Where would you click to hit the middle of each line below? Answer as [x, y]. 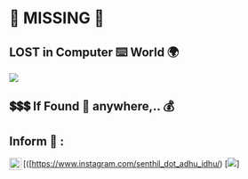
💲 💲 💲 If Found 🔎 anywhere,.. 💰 [92, 106]
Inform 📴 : [37, 141]
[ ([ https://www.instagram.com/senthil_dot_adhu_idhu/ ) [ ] [132, 164]
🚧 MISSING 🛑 [57, 18]
